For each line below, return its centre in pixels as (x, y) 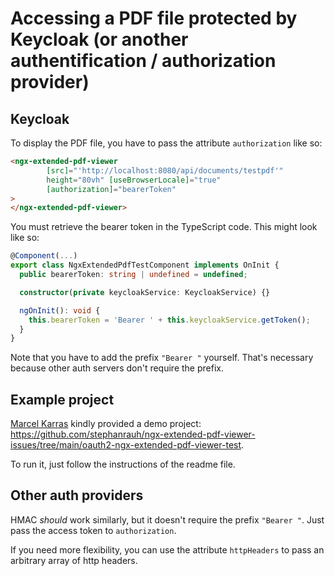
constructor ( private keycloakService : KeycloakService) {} (145, 292)
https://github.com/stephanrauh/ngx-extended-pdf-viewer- (133, 434)
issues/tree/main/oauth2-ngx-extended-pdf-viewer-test (126, 445)
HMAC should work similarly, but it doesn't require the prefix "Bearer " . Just (167, 519)
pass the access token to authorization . (93, 530)
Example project (62, 399)
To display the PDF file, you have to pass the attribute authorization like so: (166, 143)
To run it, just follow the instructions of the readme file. (123, 464)
